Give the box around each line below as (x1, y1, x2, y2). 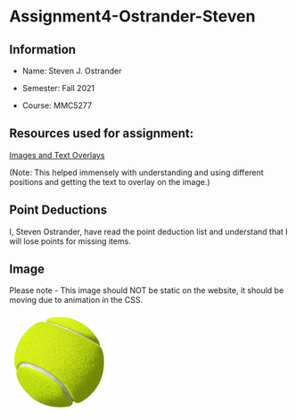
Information (9, 42, 77, 57)
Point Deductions (9, 203, 108, 218)
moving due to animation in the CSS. (9, 295, 144, 306)
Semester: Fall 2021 (21, 83, 95, 93)
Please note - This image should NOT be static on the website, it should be (9, 285, 284, 296)
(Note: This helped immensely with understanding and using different (9, 167, 265, 178)
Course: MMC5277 (21, 100, 92, 111)
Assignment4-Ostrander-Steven (9, 6, 256, 27)
